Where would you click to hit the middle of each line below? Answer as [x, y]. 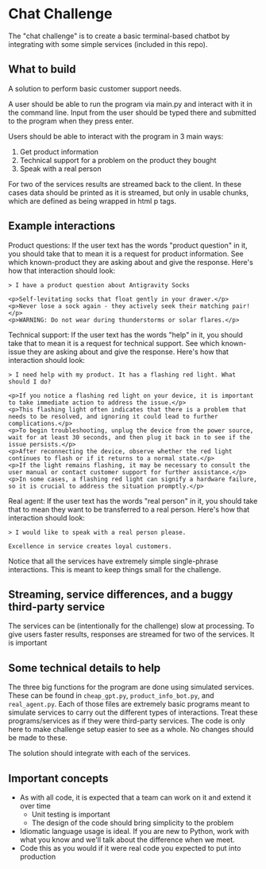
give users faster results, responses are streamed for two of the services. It [131, 634]
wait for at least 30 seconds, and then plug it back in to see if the [129, 437]
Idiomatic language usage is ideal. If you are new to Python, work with [134, 831]
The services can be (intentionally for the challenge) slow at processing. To [131, 626]
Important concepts [58, 778]
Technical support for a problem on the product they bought [118, 160]
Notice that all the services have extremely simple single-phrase [113, 561]
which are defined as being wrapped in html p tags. [93, 201]
